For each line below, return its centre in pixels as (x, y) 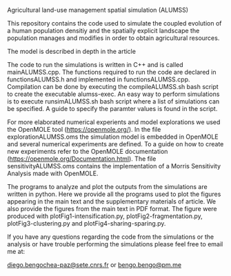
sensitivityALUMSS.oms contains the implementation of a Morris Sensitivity (114, 166)
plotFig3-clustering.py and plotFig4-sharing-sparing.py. (87, 223)
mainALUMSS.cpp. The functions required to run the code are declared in (112, 72)
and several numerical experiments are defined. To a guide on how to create (115, 144)
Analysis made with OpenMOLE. (53, 173)
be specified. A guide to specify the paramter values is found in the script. (112, 109)
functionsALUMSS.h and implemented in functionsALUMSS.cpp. (99, 79)
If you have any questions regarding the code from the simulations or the (111, 237)
